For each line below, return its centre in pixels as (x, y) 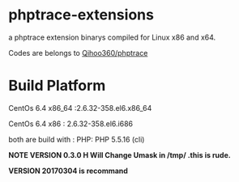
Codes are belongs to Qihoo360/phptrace (78, 53)
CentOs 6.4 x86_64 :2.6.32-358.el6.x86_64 (80, 108)
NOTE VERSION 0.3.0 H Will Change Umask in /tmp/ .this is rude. (119, 154)
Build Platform (57, 86)
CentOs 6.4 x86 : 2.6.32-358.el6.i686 (71, 124)
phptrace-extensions (81, 15)
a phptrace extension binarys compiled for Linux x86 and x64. (112, 37)
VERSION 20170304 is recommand (68, 171)
